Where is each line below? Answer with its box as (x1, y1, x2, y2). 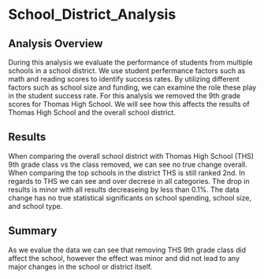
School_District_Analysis (8, 6, 177, 24)
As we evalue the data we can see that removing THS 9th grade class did (8, 245, 247, 255)
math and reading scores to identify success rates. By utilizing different (8, 75, 240, 83)
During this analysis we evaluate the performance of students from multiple (8, 57, 253, 67)
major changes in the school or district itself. (8, 262, 152, 271)
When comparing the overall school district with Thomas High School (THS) (8, 151, 255, 160)
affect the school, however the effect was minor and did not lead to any (8, 253, 240, 262)
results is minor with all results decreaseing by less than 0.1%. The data (8, 185, 240, 194)
